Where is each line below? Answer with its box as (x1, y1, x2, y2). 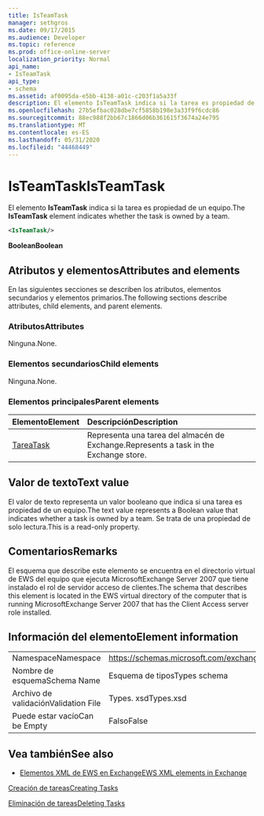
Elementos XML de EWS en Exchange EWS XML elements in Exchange (19, 768, 247, 777)
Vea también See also (8, 747, 114, 760)
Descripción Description (86, 416, 178, 427)
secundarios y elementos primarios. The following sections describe (8, 293, 228, 302)
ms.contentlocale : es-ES (8, 128, 90, 136)
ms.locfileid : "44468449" (8, 143, 93, 151)
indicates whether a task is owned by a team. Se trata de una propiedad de (8, 513, 251, 523)
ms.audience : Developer (8, 33, 86, 42)
